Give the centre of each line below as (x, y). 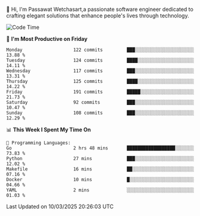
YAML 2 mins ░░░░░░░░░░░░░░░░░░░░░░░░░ (100, 190)
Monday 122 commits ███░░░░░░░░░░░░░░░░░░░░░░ (100, 50)
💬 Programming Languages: (38, 143)
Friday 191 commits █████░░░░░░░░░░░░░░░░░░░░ (100, 92)
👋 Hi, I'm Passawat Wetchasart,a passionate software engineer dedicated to (100, 9)
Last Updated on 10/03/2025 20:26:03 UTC (60, 206)
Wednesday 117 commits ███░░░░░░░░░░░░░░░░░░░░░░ (100, 71)
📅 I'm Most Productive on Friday (47, 39)
